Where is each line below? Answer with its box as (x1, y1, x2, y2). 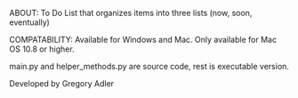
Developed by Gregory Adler (9, 78, 114, 88)
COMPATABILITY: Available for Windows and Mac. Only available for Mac (9, 35, 278, 45)
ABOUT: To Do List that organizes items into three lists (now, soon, (9, 8, 253, 18)
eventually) (9, 17, 51, 28)
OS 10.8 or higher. (9, 44, 75, 54)
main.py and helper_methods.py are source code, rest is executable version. (9, 61, 289, 71)
